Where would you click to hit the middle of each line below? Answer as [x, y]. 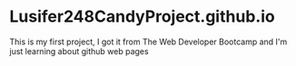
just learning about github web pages [79, 51]
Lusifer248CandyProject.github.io [142, 17]
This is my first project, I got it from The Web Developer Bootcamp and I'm [148, 42]
